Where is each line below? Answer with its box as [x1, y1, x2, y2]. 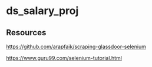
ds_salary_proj [6, 4, 79, 18]
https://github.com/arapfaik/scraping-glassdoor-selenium [6, 43, 146, 50]
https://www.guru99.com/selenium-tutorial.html [6, 55, 123, 61]
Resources [6, 28, 47, 38]
